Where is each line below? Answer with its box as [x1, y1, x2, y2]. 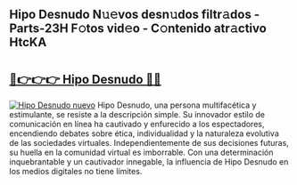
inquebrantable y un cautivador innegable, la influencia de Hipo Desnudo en [9, 157, 289, 167]
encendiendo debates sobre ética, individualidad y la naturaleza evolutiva [9, 128, 279, 139]
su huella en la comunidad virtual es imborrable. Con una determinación [9, 147, 274, 157]
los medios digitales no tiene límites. [9, 166, 143, 176]
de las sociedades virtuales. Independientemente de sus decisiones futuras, [9, 138, 290, 148]
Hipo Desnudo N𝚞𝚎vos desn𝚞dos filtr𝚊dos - [9, 7, 260, 22]
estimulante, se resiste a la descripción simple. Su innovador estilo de [9, 109, 266, 119]
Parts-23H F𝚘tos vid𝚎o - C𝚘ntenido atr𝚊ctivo [9, 21, 268, 36]
